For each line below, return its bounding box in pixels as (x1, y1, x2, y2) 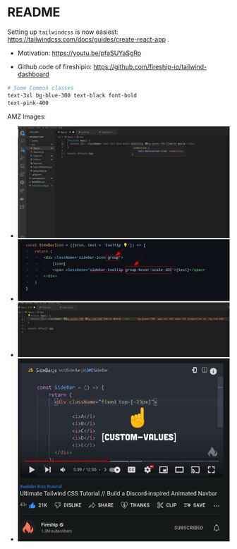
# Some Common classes (7, 84, 74, 92)
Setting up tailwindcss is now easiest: (7, 28, 119, 36)
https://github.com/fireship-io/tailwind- (93, 62, 207, 71)
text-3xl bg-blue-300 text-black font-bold (7, 92, 138, 99)
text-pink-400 (7, 99, 49, 107)
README (7, 4, 61, 20)
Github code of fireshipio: (17, 62, 92, 71)
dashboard (17, 70, 49, 78)
